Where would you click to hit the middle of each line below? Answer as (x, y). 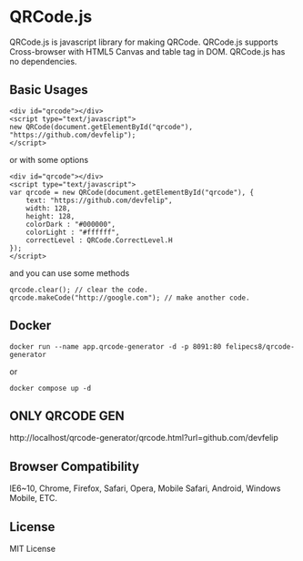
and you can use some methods (70, 273)
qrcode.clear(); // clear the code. (79, 290)
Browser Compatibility (74, 466)
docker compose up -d (50, 388)
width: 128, (48, 208)
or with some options (49, 159)
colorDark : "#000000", (71, 224)
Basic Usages (49, 90)
